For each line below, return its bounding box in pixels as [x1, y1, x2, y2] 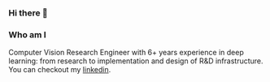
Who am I [8, 28, 46, 40]
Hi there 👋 [8, 7, 49, 19]
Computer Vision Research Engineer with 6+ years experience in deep [8, 48, 244, 58]
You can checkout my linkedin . [8, 65, 111, 75]
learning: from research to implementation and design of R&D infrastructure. [8, 56, 263, 66]
